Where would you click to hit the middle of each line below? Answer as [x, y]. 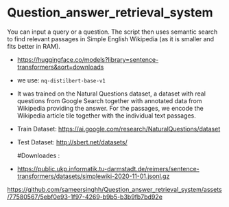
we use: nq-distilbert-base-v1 [61, 80]
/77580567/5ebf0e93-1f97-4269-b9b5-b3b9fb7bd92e [85, 197]
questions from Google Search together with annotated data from [109, 100]
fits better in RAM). [34, 46]
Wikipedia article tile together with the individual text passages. [107, 116]
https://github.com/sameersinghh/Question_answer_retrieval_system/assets [114, 189]
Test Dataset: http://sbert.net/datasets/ [72, 142]
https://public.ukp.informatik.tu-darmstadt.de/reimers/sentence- [108, 168]
